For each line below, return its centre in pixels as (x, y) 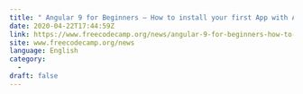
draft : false (34, 76)
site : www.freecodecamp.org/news (72, 43)
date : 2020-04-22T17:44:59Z (62, 26)
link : (19, 34)
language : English (44, 51)
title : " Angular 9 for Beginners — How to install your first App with (149, 17)
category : (28, 59)
